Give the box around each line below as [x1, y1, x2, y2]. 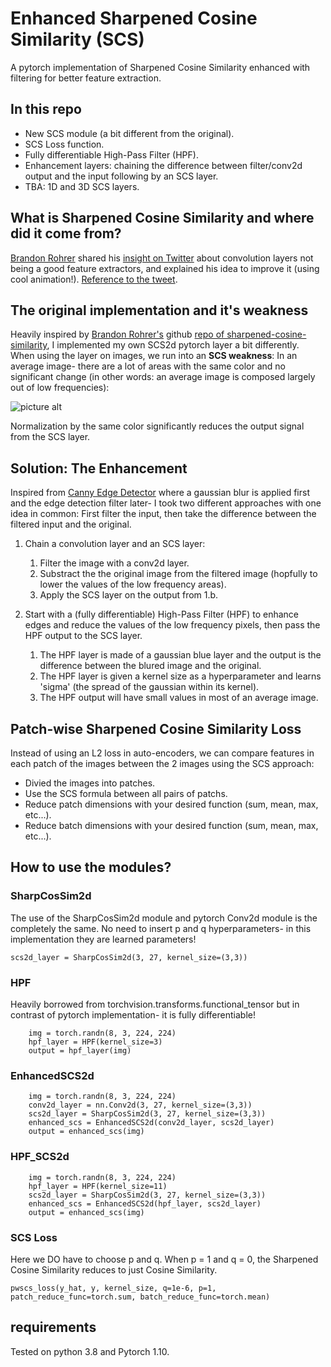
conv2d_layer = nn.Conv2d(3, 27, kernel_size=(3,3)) [28, 1100, 253, 1111]
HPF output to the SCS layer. [24, 630, 143, 642]
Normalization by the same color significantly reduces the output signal [10, 420, 305, 432]
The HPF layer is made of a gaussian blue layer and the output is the [39, 649, 322, 661]
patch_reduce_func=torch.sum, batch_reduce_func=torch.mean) [10, 1292, 271, 1302]
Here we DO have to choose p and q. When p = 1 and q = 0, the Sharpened [10, 1253, 319, 1265]
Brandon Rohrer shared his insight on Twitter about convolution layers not [10, 252, 314, 264]
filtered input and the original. [10, 518, 132, 531]
